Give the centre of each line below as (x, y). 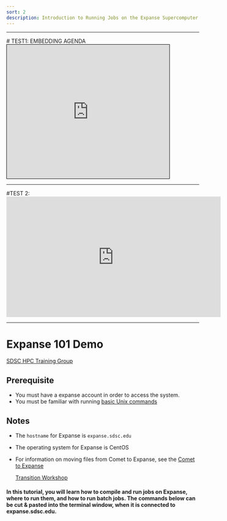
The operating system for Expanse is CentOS (72, 448)
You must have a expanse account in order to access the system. (97, 395)
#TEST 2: (18, 193)
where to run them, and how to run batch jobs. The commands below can (101, 498)
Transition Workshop (42, 478)
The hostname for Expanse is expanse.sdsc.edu (73, 436)
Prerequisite (30, 380)
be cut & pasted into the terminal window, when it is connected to (91, 504)
